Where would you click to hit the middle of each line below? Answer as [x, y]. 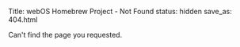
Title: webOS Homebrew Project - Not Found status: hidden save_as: [120, 11]
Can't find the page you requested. [65, 35]
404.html [23, 20]
